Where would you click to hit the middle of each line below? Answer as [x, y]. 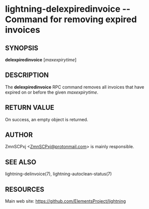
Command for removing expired [71, 19]
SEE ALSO [21, 162]
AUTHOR [19, 135]
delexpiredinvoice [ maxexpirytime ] [41, 60]
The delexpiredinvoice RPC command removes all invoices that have [75, 87]
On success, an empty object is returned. [47, 119]
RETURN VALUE [30, 108]
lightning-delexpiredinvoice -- [68, 9]
